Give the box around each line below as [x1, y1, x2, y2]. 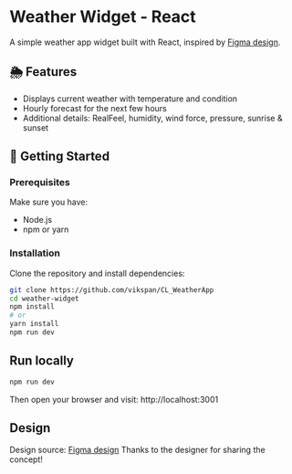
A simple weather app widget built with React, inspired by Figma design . [9, 37, 281, 47]
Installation [9, 247, 61, 259]
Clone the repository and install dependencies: [9, 268, 185, 279]
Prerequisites [9, 176, 70, 189]
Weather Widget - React [9, 6, 196, 27]
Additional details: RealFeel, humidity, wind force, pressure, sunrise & [22, 112, 283, 123]
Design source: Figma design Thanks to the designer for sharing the [9, 445, 266, 456]
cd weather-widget [9, 294, 79, 303]
